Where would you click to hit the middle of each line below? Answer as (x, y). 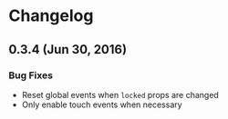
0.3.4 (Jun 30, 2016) (68, 50)
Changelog (51, 16)
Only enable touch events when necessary (102, 104)
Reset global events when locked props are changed (120, 94)
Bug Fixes (31, 75)
